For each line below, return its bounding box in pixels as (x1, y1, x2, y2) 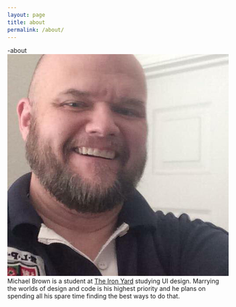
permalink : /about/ (7, 26, 65, 33)
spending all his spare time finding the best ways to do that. (7, 292, 181, 301)
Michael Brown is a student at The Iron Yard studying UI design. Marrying (7, 277, 220, 285)
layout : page (7, 11, 46, 18)
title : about (7, 18, 46, 26)
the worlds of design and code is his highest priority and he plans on (7, 284, 206, 293)
